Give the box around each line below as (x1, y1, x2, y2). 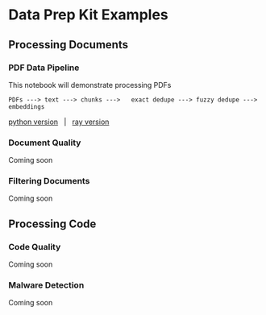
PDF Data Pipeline (8, 62, 80, 73)
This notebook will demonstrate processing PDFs (8, 80, 172, 89)
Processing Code (8, 217, 97, 230)
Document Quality (8, 137, 81, 148)
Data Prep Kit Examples (8, 6, 168, 24)
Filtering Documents (8, 176, 90, 187)
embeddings (8, 102, 45, 110)
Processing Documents (8, 38, 129, 52)
